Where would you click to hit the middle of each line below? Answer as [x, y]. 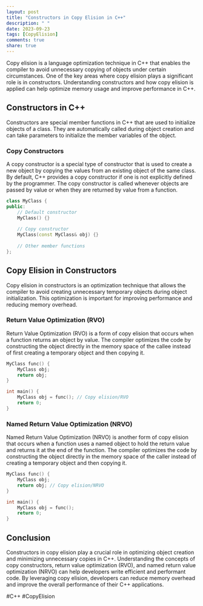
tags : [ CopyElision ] [32, 35]
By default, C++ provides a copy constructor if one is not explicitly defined [99, 177]
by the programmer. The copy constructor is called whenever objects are [98, 183]
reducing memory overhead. [42, 304]
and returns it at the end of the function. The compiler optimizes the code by [102, 450]
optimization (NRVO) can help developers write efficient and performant [96, 571]
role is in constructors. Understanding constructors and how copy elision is [100, 82]
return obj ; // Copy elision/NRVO [61, 485]
